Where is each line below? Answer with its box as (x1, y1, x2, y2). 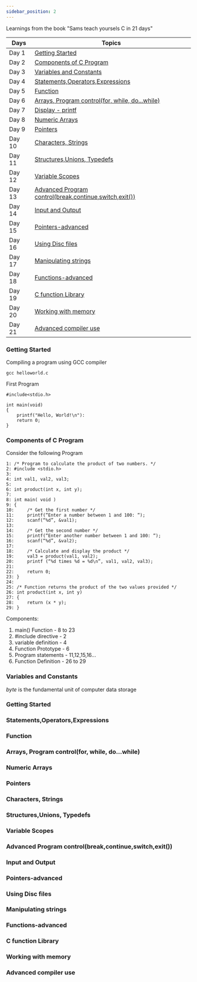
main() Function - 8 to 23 (14, 626, 75, 634)
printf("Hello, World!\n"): (16, 412, 85, 418)
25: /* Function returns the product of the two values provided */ (6, 584, 177, 591)
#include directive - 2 (14, 633, 67, 640)
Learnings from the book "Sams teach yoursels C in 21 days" (6, 25, 153, 32)
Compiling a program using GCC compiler (6, 358, 107, 366)
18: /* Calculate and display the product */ (6, 548, 130, 554)
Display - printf (34, 106, 77, 114)
